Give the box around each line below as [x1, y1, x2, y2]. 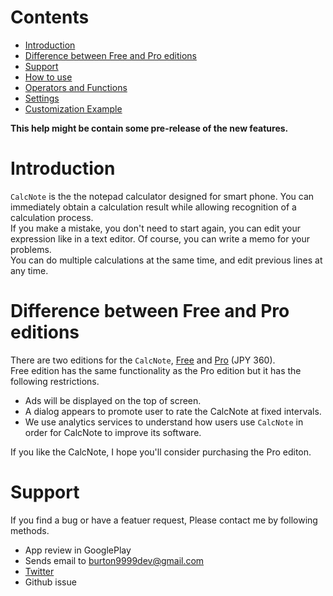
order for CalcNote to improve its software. [24, 426, 202, 438]
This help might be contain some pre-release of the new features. [10, 122, 289, 134]
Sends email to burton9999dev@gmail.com [24, 554, 205, 566]
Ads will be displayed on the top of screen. [24, 394, 202, 406]
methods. [10, 524, 50, 536]
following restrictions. [10, 375, 100, 387]
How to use [24, 71, 73, 83]
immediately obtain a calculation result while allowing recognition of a [10, 201, 297, 213]
